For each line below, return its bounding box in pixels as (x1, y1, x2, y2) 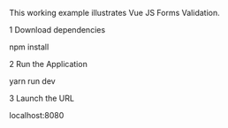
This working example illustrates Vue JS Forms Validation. (9, 8, 220, 18)
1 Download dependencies (9, 25, 106, 34)
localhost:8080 (9, 110, 65, 120)
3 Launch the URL (9, 93, 75, 103)
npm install (9, 41, 49, 52)
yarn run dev (9, 76, 56, 87)
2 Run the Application (9, 59, 88, 69)
